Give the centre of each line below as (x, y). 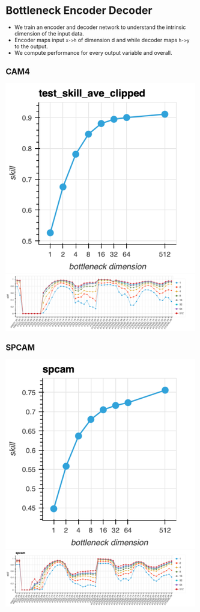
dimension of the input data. (49, 33)
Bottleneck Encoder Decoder (79, 11)
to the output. (31, 46)
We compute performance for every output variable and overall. (93, 52)
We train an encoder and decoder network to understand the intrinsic (100, 27)
